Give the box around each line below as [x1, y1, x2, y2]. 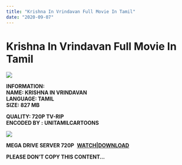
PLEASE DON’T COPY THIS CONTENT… [6, 153, 105, 160]
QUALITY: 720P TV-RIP [6, 113, 64, 120]
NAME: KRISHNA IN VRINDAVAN [6, 89, 87, 96]
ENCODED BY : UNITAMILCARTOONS [6, 119, 99, 127]
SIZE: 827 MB [6, 102, 40, 109]
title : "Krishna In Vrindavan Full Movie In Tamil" [6, 8, 135, 15]
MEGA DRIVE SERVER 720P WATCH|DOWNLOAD [6, 142, 130, 149]
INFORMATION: [6, 83, 45, 90]
